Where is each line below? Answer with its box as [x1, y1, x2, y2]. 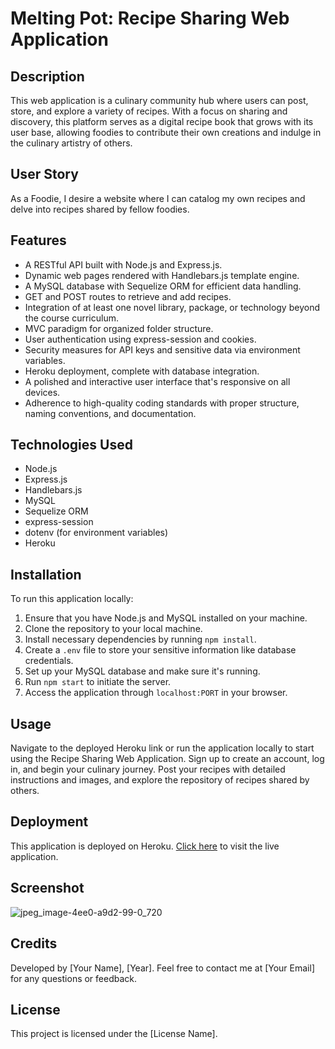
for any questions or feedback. [10, 972, 138, 984]
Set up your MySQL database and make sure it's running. [24, 665, 261, 677]
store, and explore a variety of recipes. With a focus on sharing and [10, 105, 288, 117]
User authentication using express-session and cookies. [24, 333, 257, 345]
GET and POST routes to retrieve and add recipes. [24, 290, 232, 302]
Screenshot [10, 880, 85, 897]
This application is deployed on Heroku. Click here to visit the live [10, 840, 280, 852]
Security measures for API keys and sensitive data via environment [24, 343, 301, 356]
